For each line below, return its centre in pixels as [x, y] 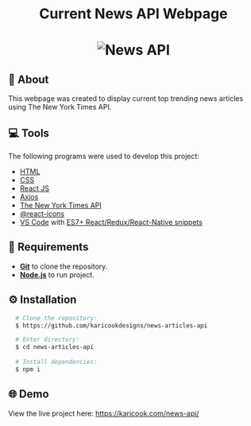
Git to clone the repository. [64, 266]
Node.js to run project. [57, 274]
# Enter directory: [48, 340]
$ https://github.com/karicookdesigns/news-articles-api [112, 325]
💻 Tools [29, 133]
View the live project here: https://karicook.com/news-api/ [104, 413]
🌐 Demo [29, 394]
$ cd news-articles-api [54, 347]
